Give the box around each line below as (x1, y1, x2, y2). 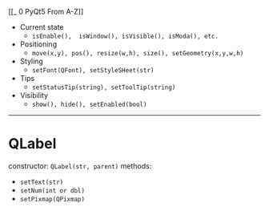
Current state (19, 22, 64, 31)
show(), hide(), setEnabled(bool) (31, 100, 147, 108)
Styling (19, 56, 44, 66)
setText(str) (19, 178, 64, 186)
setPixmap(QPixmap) (19, 195, 86, 203)
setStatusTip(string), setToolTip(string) (31, 83, 176, 91)
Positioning (19, 39, 58, 49)
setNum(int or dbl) (19, 186, 86, 195)
